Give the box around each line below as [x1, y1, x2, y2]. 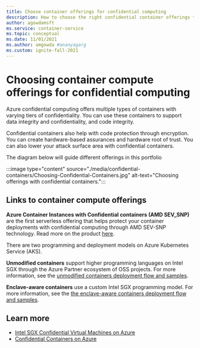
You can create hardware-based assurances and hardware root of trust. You [6, 136, 193, 143]
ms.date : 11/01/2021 [6, 36, 58, 42]
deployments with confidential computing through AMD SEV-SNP [6, 224, 167, 231]
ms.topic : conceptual [6, 31, 60, 37]
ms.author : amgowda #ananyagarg [6, 42, 86, 48]
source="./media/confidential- [66, 165, 141, 173]
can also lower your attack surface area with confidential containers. [6, 142, 174, 149]
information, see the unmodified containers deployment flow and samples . [6, 272, 189, 279]
